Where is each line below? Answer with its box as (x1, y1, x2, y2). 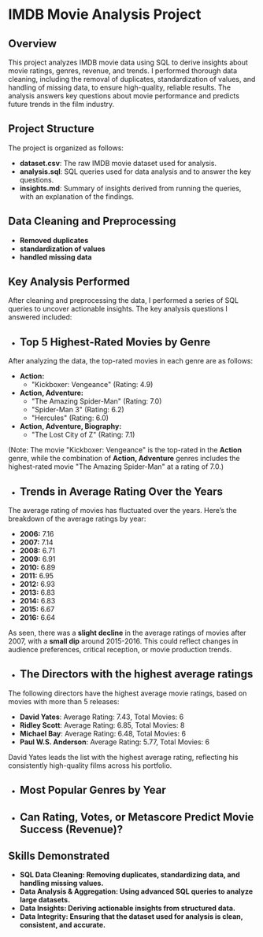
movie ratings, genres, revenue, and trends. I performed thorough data (8, 66, 238, 76)
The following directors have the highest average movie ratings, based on (8, 688, 247, 698)
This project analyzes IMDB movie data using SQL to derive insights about (8, 57, 248, 67)
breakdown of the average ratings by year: (8, 514, 146, 524)
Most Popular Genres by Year (19, 784, 167, 797)
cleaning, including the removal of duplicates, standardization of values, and (8, 75, 256, 83)
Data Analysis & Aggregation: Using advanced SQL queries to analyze (19, 887, 254, 896)
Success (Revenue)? (19, 822, 124, 836)
